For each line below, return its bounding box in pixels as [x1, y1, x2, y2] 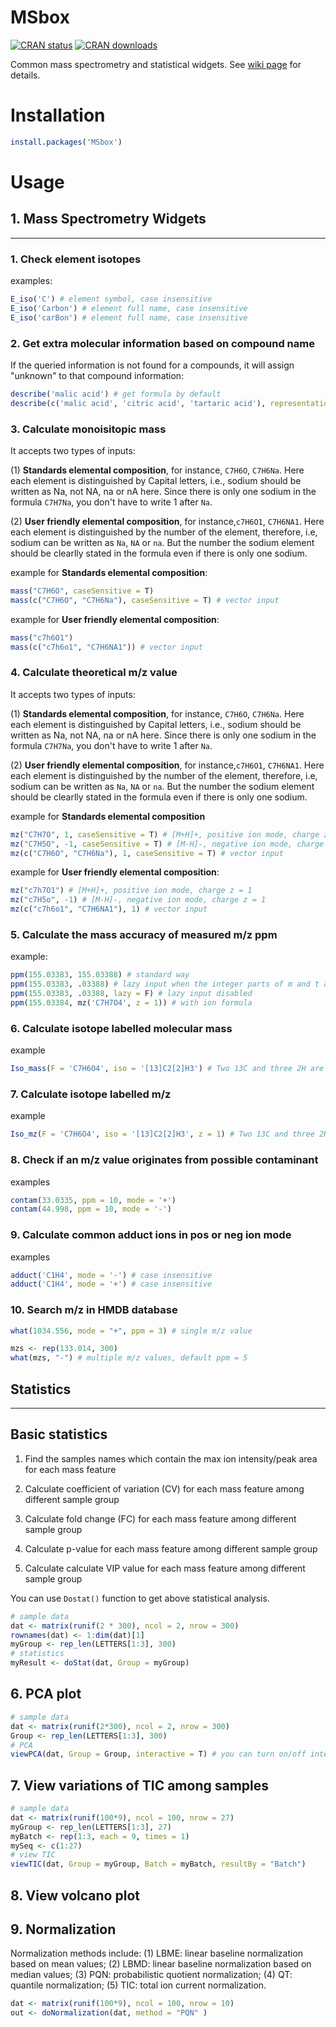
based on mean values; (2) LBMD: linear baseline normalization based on [10, 1958, 312, 1970]
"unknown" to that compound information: [10, 369, 185, 381]
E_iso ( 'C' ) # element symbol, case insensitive [10, 294, 213, 305]
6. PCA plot [10, 1686, 82, 1703]
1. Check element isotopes [10, 252, 142, 266]
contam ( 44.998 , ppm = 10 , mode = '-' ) [10, 1204, 172, 1215]
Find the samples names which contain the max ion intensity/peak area [24, 1452, 318, 1465]
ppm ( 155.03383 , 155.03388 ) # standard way [10, 970, 190, 980]
